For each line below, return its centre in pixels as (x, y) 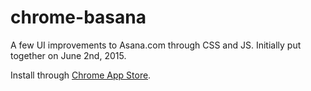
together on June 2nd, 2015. (68, 55)
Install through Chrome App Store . (81, 75)
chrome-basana (78, 17)
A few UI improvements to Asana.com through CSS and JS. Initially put (156, 45)
